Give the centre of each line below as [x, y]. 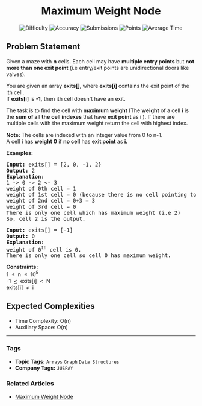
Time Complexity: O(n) [43, 320]
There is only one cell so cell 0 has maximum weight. [89, 255]
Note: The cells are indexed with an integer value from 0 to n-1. [84, 135]
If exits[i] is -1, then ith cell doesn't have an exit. [66, 98]
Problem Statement [43, 47]
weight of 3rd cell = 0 [41, 207]
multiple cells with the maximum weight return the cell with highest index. [97, 123]
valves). [16, 74]
